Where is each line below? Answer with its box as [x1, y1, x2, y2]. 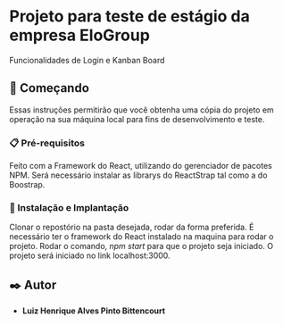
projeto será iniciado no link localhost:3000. [9, 250, 171, 261]
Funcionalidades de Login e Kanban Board [9, 54, 165, 65]
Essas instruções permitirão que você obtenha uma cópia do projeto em [9, 104, 274, 115]
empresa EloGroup [9, 25, 150, 46]
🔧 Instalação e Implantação [9, 201, 129, 213]
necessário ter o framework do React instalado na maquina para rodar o [9, 231, 274, 242]
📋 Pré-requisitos [9, 137, 85, 149]
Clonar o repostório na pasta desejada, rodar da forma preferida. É [9, 221, 254, 233]
